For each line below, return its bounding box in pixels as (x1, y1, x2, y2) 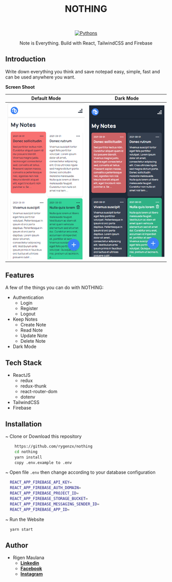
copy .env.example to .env (14, 460, 72, 465)
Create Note (20, 322, 47, 328)
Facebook (20, 566, 42, 572)
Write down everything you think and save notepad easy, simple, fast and (5, 68, 160, 74)
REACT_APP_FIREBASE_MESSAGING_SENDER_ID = (10, 501, 100, 507)
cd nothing (14, 449, 38, 454)
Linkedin (20, 560, 39, 566)
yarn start (10, 527, 33, 532)
